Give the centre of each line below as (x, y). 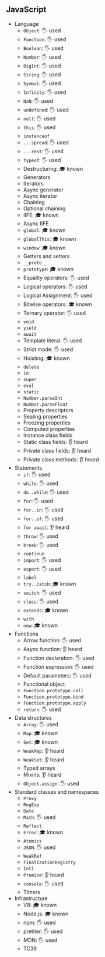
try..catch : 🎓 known (50, 584)
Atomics (32, 841)
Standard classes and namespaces (57, 791)
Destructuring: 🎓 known (53, 169)
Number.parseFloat (45, 405)
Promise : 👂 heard (43, 875)
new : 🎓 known (41, 625)
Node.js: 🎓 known (46, 914)
